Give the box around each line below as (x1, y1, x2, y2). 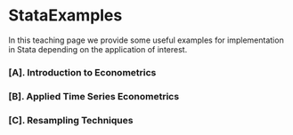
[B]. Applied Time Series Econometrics (8, 90, 180, 102)
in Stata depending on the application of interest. (8, 44, 188, 54)
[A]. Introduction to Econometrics (8, 66, 157, 78)
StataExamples (8, 5, 123, 26)
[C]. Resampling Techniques (8, 114, 134, 126)
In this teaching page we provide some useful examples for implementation (8, 35, 284, 45)
